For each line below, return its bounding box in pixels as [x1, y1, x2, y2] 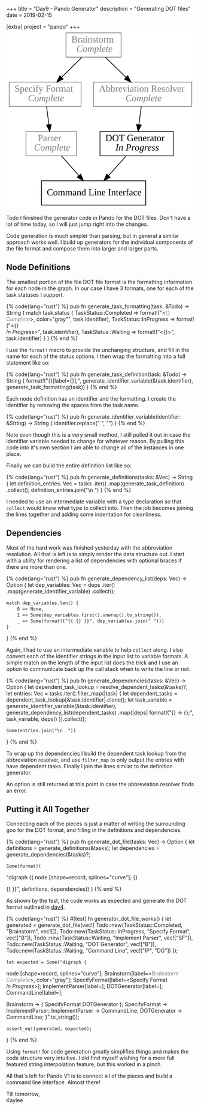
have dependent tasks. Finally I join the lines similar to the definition [6, 762, 173, 769]
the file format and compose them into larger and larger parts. [6, 244, 159, 252]
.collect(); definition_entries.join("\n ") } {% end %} [6, 486, 132, 493]
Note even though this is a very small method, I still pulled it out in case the [6, 431, 191, 438]
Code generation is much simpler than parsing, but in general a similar [6, 232, 179, 239]
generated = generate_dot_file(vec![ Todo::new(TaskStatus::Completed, [6, 921, 183, 929]
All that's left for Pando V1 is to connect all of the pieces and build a [6, 1072, 173, 1080]
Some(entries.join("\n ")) [6, 727, 77, 733]
